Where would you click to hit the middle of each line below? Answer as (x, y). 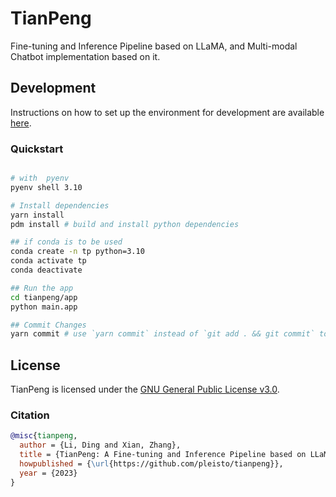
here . (21, 123)
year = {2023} (48, 473)
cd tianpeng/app (44, 297)
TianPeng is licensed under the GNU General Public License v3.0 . (145, 389)
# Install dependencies (60, 205)
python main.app (44, 307)
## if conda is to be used (66, 242)
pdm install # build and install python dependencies (125, 224)
